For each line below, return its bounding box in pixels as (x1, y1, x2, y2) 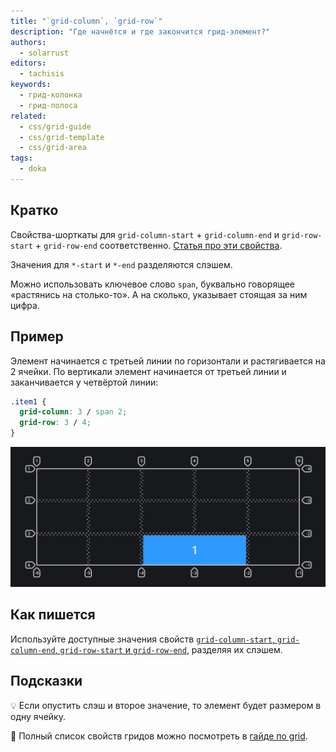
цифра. (10, 299, 40, 311)
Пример (10, 328, 64, 345)
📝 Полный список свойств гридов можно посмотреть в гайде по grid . (10, 730, 308, 742)
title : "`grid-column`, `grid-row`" (10, 16, 163, 26)
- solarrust (19, 48, 70, 58)
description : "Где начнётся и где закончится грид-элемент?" (10, 26, 271, 37)
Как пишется (10, 606, 96, 624)
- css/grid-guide (19, 121, 92, 132)
